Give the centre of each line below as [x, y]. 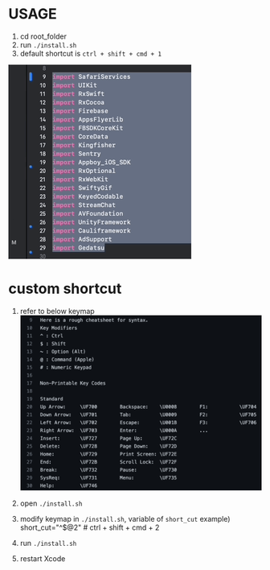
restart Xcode [43, 559]
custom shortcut [65, 289]
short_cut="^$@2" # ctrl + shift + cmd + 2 [90, 527]
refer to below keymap [57, 311]
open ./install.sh [51, 503]
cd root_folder [43, 36]
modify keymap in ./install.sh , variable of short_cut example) [125, 519]
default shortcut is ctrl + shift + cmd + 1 [91, 53]
